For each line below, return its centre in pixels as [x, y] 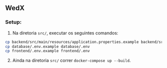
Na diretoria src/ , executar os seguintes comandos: [65, 33]
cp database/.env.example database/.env [48, 46]
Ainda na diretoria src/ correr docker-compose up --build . [72, 61]
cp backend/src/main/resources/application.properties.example [72, 42]
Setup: [13, 22]
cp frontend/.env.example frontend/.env [48, 51]
